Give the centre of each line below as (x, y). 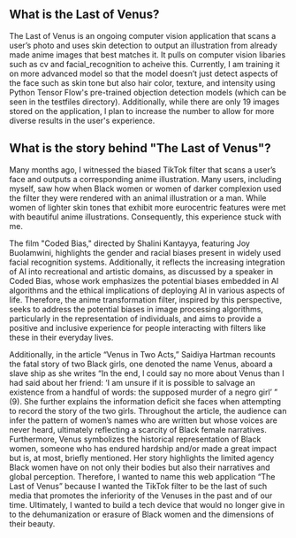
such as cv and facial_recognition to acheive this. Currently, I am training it (144, 64)
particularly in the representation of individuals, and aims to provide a (136, 319)
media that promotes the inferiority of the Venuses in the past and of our (141, 496)
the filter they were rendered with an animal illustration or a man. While (138, 197)
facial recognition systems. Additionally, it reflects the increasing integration (147, 262)
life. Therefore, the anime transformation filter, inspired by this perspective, (146, 299)
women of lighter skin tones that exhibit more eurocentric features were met (148, 207)
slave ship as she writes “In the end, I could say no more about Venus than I (147, 373)
